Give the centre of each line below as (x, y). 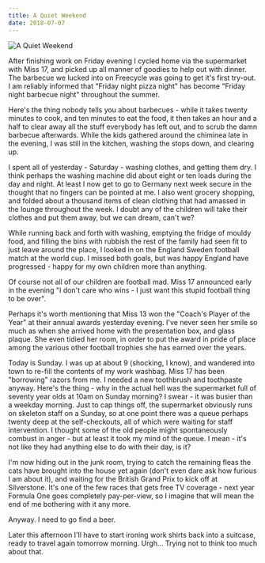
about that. (26, 551)
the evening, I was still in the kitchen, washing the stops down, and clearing (131, 143)
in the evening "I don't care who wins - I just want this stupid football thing (129, 290)
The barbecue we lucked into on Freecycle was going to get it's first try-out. (132, 77)
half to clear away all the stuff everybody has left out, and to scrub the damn (133, 127)
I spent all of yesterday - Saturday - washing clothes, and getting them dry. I (132, 167)
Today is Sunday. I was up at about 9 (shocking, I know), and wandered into (132, 363)
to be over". (27, 298)
